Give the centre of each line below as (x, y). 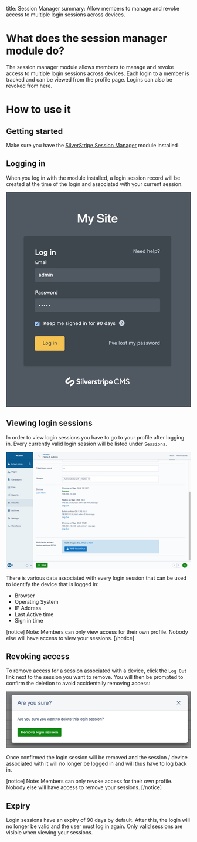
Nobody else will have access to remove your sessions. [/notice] (84, 787)
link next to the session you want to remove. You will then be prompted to (95, 677)
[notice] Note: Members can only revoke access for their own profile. (89, 781)
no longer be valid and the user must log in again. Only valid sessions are (94, 826)
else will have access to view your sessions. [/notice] (70, 638)
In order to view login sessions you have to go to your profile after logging (95, 437)
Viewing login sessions (49, 423)
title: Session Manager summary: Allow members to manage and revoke (93, 9)
